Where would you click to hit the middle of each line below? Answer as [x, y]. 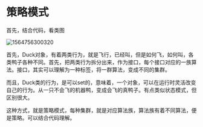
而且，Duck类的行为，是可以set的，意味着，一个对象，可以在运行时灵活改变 [101, 82]
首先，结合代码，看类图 [35, 30]
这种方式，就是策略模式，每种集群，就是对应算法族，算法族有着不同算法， [99, 110]
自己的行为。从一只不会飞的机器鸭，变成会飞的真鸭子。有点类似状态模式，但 [101, 90]
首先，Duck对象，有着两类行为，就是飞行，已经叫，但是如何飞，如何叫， [98, 54]
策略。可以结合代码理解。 [43, 117]
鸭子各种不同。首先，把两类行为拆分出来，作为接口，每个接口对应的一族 [101, 62]
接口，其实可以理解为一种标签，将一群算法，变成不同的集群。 [93, 69]
